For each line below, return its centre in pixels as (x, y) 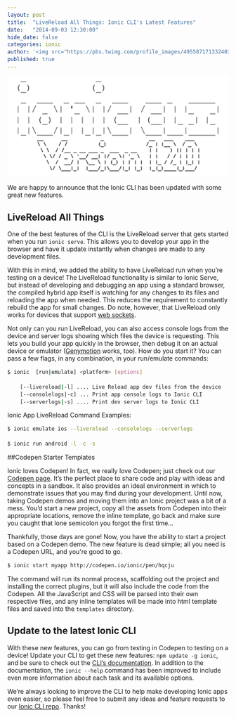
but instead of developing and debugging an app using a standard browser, (116, 285)
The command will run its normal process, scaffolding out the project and (113, 579)
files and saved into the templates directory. (71, 609)
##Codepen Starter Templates (51, 458)
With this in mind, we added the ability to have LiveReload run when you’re (115, 270)
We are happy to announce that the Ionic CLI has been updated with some (114, 188)
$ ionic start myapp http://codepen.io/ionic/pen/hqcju (91, 566)
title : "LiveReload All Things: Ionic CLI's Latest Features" (102, 22)
